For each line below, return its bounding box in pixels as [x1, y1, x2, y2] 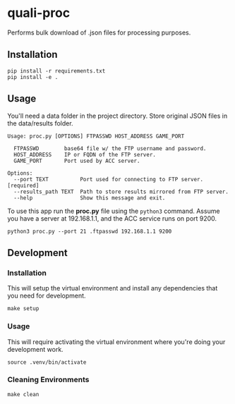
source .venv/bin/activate [7, 358, 87, 366]
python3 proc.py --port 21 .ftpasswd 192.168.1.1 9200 [7, 228, 172, 235]
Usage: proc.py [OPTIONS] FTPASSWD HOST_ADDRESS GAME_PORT [7, 133, 185, 140]
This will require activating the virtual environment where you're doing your [7, 337, 226, 346]
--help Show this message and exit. [13, 194, 166, 202]
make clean [7, 391, 40, 398]
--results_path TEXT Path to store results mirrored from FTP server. [13, 188, 229, 195]
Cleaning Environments [7, 375, 90, 385]
